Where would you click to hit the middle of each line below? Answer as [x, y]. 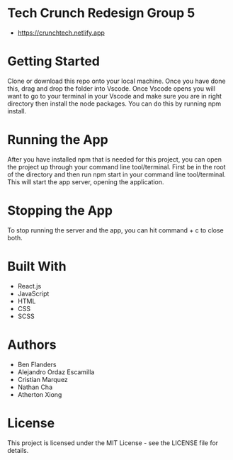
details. [18, 450]
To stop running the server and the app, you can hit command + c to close [116, 230]
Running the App [58, 140]
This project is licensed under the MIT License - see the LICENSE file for [113, 443]
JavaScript [33, 293]
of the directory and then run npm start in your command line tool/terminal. [117, 174]
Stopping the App [60, 211]
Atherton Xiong [40, 394]
